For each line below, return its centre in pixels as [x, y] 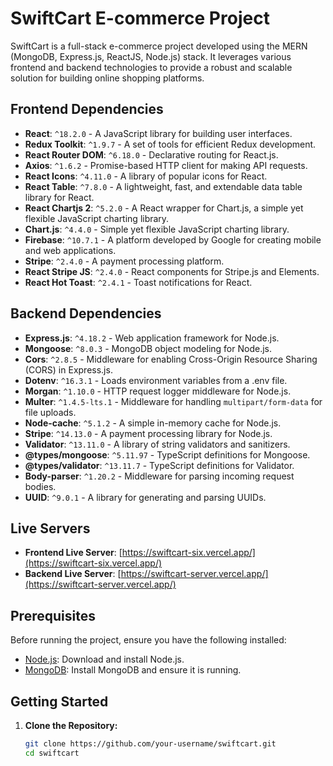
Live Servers [50, 528]
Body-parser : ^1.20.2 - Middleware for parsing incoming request [159, 476]
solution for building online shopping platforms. [107, 78]
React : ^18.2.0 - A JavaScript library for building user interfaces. [158, 133]
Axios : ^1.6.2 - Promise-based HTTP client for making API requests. [166, 165]
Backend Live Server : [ [73, 574]
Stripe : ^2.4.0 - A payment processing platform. [124, 261]
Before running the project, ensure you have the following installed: [148, 640]
